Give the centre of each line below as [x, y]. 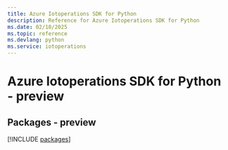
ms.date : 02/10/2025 [38, 27]
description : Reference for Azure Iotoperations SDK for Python [103, 20]
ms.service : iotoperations [47, 46]
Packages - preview [52, 122]
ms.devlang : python [36, 40]
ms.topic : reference [38, 33]
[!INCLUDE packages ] [39, 139]
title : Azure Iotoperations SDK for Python [72, 14]
